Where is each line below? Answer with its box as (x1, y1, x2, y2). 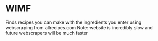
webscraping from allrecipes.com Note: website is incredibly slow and (5, 24, 153, 30)
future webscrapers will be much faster (5, 30, 88, 36)
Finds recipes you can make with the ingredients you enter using (5, 19, 142, 25)
